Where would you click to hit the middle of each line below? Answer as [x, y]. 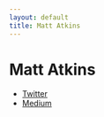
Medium [37, 104]
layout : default [39, 17]
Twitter [35, 94]
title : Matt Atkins [45, 26]
